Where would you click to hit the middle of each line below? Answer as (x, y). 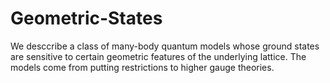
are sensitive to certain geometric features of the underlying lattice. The (158, 56)
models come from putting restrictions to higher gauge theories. (142, 67)
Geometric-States (86, 18)
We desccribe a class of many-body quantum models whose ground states (165, 46)
